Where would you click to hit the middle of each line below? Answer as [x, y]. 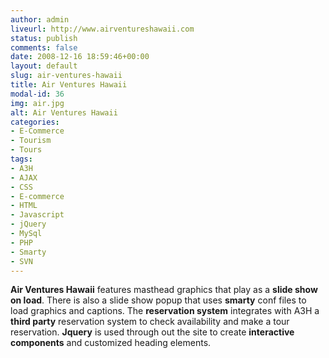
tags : [21, 159]
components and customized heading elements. [111, 343]
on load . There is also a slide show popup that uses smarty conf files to [158, 300]
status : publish [44, 38]
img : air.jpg [37, 103]
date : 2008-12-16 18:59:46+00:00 [80, 57]
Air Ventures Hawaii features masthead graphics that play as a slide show [164, 290]
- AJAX [24, 177]
